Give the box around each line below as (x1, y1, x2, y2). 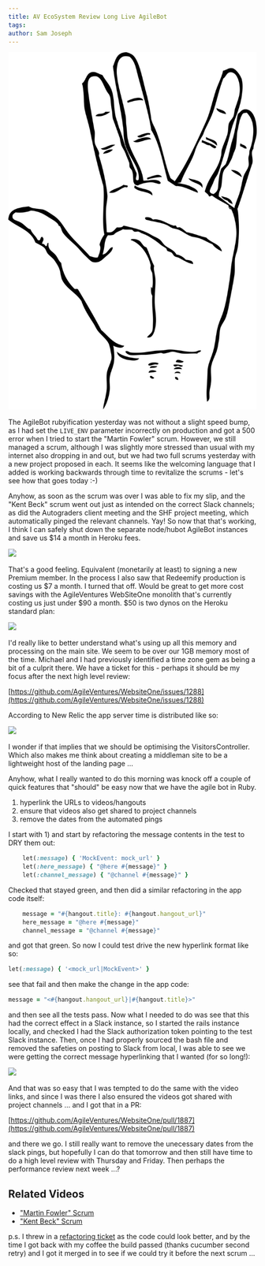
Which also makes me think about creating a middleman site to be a (8, 750, 228, 760)
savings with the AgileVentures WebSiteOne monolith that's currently (8, 590, 233, 599)
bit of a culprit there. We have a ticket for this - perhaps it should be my (8, 663, 241, 673)
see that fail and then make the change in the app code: (8, 980, 189, 989)
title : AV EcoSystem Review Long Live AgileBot (8, 13, 168, 20)
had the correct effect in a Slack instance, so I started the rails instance (8, 1018, 240, 1028)
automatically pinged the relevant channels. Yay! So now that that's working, (8, 516, 256, 526)
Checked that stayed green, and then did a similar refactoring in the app (8, 885, 242, 895)
